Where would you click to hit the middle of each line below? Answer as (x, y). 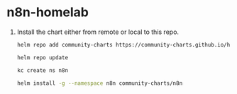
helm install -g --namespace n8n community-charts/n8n (100, 83)
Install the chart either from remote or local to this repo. (98, 32)
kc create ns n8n (43, 70)
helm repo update (43, 57)
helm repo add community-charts (65, 45)
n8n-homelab (48, 12)
